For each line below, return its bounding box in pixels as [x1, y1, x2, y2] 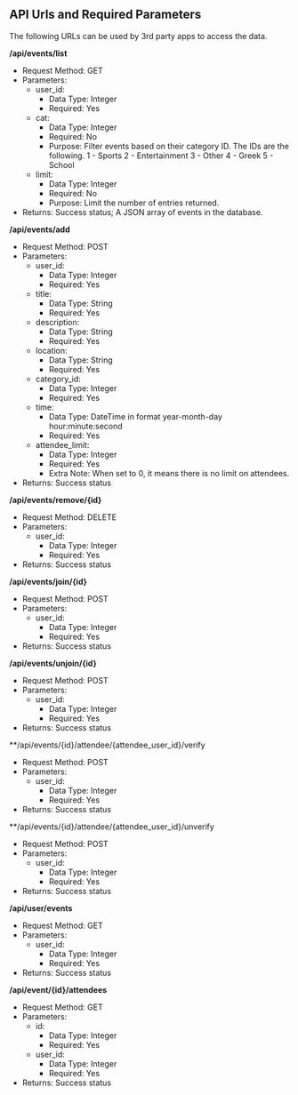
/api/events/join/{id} [9, 576, 87, 587]
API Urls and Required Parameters [9, 7, 202, 22]
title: [35, 288, 52, 299]
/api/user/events [9, 902, 73, 914]
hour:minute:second [48, 420, 123, 431]
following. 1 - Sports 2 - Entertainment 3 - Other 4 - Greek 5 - [48, 150, 274, 161]
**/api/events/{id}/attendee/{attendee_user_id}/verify [9, 739, 206, 750]
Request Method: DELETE [21, 511, 117, 523]
